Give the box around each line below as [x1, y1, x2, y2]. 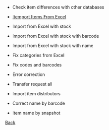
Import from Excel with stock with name [12, 43, 94, 49]
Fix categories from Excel [12, 52, 65, 58]
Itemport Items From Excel [12, 14, 66, 19]
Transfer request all [12, 81, 53, 87]
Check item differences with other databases [12, 4, 105, 10]
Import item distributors [12, 91, 61, 96]
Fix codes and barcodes [12, 62, 62, 67]
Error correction [12, 71, 46, 77]
